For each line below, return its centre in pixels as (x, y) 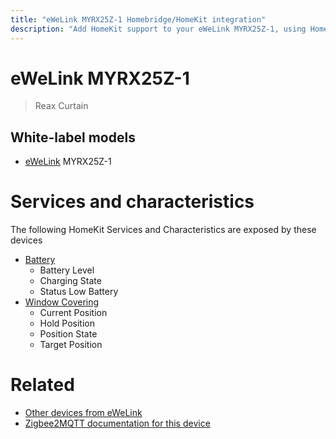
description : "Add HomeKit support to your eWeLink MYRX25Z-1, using (158, 29)
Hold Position (67, 323)
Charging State (70, 281)
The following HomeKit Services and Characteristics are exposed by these (163, 230)
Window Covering (62, 302)
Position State (68, 334)
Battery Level (67, 270)
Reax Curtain (61, 106)
